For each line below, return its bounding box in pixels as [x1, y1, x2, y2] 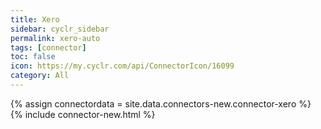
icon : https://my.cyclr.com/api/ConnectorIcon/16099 [10, 61, 235, 71]
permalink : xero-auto [10, 33, 101, 43]
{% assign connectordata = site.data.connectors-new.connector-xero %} [10, 97, 312, 110]
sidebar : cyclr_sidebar [10, 24, 110, 34]
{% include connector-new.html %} [10, 108, 156, 120]
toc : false [10, 52, 56, 62]
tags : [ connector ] [10, 42, 87, 53]
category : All [10, 71, 70, 81]
